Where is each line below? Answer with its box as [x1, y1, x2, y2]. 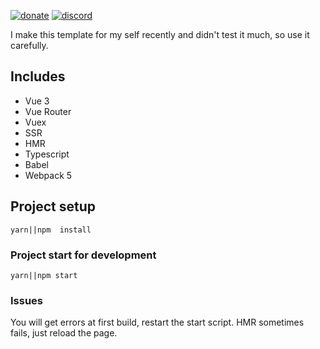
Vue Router [24, 105, 72, 117]
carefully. [10, 40, 49, 51]
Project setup [10, 198, 97, 215]
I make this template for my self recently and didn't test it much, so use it [10, 29, 310, 40]
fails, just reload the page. [10, 327, 118, 339]
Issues [10, 293, 44, 307]
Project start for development [10, 248, 157, 262]
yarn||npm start [10, 270, 78, 280]
